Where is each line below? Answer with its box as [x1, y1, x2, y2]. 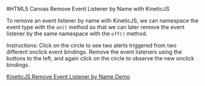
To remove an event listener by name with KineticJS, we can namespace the [6, 17, 199, 24]
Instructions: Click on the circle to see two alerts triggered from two [6, 42, 177, 49]
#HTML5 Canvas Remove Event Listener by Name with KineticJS [6, 5, 170, 12]
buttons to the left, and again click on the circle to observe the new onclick [6, 55, 195, 62]
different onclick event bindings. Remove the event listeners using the [6, 48, 182, 56]
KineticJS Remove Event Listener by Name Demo [6, 73, 130, 80]
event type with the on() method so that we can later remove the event [6, 24, 185, 30]
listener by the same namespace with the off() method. [6, 30, 148, 37]
